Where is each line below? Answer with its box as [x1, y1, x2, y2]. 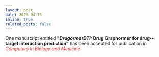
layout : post [5, 7, 33, 13]
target [5, 41, 19, 47]
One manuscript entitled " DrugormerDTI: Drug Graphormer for [5, 35, 139, 41]
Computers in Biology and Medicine [5, 46, 81, 52]
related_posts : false [5, 21, 51, 27]
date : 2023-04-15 [5, 12, 42, 17]
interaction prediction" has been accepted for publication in [19, 41, 147, 47]
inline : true [5, 17, 33, 22]
